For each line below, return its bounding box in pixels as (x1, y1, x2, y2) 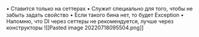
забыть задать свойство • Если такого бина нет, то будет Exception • (6, 11, 184, 18)
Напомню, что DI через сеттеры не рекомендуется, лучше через (6, 18, 174, 24)
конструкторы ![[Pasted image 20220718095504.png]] (6, 24, 144, 31)
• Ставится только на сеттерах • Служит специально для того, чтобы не (6, 5, 193, 12)
